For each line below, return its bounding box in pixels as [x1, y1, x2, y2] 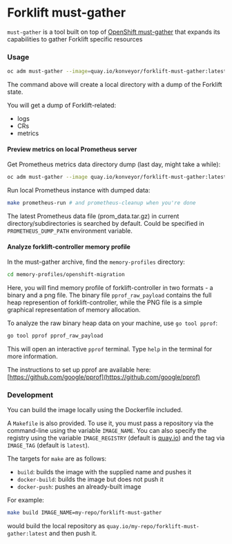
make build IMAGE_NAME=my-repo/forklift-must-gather [7, 509, 162, 516]
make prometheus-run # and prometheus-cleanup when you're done [7, 200, 196, 206]
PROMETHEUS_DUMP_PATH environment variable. [7, 226, 133, 235]
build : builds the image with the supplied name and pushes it [17, 468, 192, 476]
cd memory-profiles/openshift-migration [7, 271, 126, 278]
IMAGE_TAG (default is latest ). [7, 441, 90, 449]
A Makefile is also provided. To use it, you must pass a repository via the [7, 419, 214, 427]
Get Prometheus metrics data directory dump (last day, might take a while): [7, 160, 221, 168]
